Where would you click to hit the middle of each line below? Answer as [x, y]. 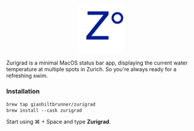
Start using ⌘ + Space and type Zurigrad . [59, 122]
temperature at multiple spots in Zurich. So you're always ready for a [91, 69]
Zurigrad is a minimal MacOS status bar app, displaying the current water [97, 63]
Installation [23, 91]
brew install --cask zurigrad [44, 110]
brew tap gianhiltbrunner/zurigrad [51, 104]
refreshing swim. [27, 75]
